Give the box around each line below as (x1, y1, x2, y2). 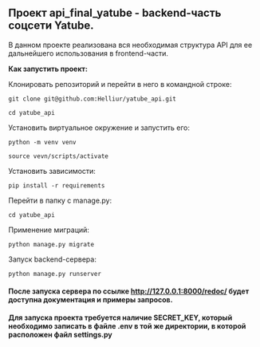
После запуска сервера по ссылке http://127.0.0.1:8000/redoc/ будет (8, 286, 250, 296)
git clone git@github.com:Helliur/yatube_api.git (8, 95, 177, 103)
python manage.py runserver (8, 270, 102, 278)
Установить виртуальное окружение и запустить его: (8, 123, 190, 132)
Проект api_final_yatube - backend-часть (8, 6, 222, 20)
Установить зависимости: (8, 166, 96, 175)
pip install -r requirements (8, 181, 105, 190)
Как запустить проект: (8, 64, 88, 73)
